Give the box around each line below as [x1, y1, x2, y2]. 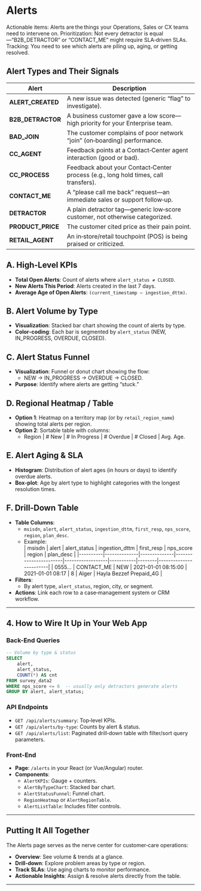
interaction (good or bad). [66, 153, 139, 162]
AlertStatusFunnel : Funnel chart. [23, 790, 105, 797]
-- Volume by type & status [6, 650, 77, 656]
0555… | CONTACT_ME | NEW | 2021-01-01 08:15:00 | [54, 563, 187, 570]
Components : [14, 770, 50, 778]
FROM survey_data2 [6, 678, 52, 684]
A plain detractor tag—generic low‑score [66, 205, 181, 213]
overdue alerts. [14, 472, 53, 480]
